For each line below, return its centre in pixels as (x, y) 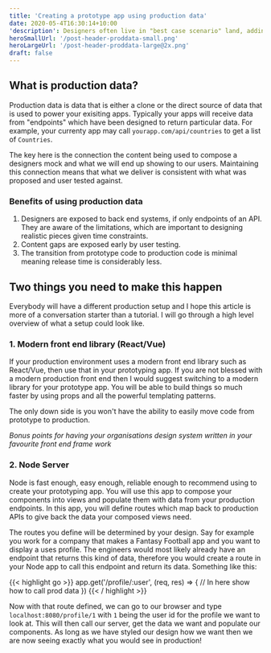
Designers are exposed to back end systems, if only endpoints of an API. (141, 219)
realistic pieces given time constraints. (84, 236)
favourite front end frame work (60, 444)
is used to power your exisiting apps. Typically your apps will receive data (131, 113)
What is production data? (74, 86)
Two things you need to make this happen (116, 287)
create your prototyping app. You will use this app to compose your (121, 491)
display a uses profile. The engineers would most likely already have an (127, 549)
